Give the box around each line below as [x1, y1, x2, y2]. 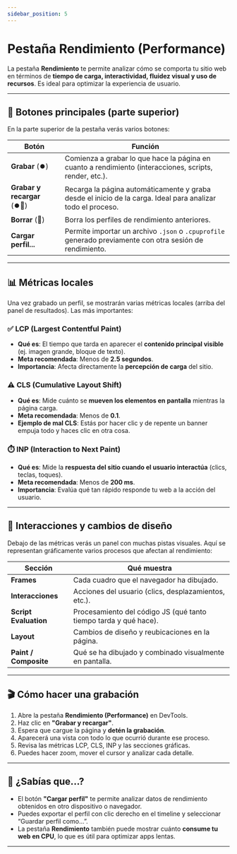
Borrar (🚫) [11, 215, 45, 225]
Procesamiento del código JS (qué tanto [73, 607, 207, 617]
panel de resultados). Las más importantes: [7, 307, 133, 315]
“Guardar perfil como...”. [17, 817, 88, 825]
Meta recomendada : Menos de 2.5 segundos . [17, 355, 154, 364]
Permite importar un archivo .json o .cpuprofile [64, 227, 225, 237]
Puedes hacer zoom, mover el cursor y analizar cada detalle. [17, 748, 194, 757]
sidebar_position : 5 [7, 10, 68, 18]
